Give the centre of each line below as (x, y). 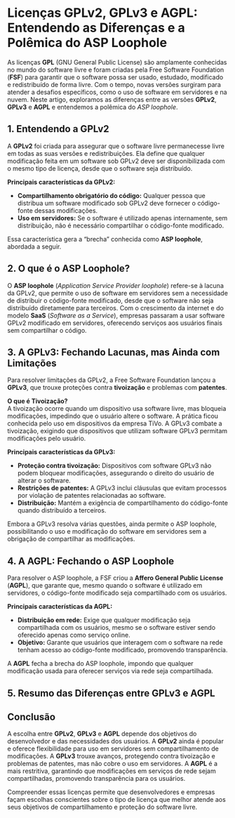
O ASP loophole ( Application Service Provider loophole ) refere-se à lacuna (116, 285)
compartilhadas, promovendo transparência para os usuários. (96, 779)
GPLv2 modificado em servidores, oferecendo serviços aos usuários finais (115, 323)
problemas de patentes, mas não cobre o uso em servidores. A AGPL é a (113, 764)
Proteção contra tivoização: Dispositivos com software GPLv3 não (114, 466)
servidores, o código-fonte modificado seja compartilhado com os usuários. (117, 593)
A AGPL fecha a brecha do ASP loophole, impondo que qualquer (101, 664)
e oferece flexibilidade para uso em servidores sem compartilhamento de (113, 748)
